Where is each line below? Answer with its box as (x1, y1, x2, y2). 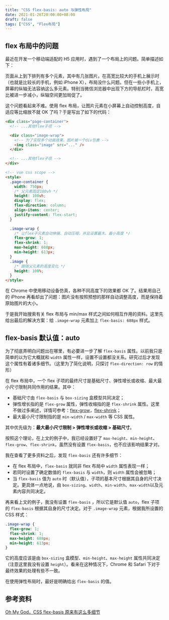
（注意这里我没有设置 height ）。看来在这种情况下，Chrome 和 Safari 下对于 (5, 561, 160, 567)
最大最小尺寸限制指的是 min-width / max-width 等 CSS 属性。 (12, 414, 137, 420)
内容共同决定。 (17, 489, 48, 494)
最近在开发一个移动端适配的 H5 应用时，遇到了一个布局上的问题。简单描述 (5, 56, 159, 62)
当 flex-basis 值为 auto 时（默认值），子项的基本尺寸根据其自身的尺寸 (12, 476, 157, 481)
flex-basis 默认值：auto (5, 333, 80, 342)
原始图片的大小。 (5, 300, 41, 306)
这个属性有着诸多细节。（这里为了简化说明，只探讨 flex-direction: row (5, 361, 153, 367)
